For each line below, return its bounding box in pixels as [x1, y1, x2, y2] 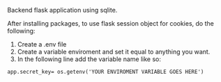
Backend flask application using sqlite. [7, 6, 118, 14]
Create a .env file [17, 40, 67, 48]
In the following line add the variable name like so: [17, 55, 162, 63]
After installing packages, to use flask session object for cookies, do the [7, 19, 214, 27]
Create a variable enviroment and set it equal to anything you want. [17, 48, 211, 56]
